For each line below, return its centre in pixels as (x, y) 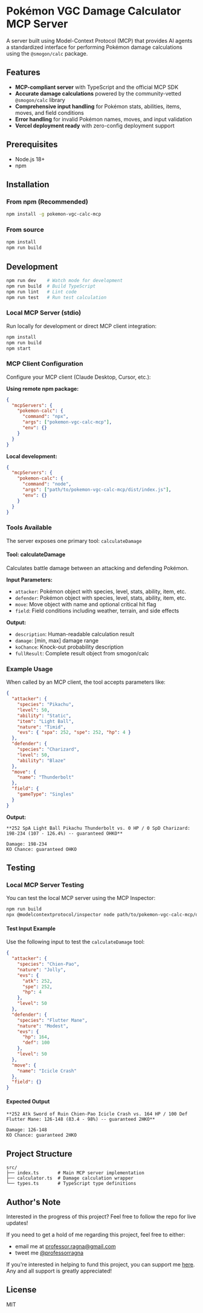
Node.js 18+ (30, 159)
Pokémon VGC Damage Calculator (94, 11)
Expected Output (28, 1101)
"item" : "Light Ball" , (46, 721)
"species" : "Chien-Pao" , (48, 965)
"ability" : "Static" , (44, 716)
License (21, 1290)
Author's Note (34, 1202)
